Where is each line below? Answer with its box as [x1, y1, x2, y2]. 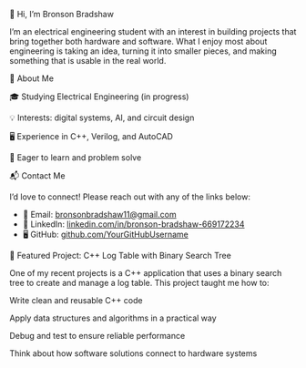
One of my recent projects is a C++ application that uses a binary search [9, 268, 282, 278]
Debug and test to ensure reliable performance [9, 331, 186, 341]
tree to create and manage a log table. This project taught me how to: [9, 278, 270, 288]
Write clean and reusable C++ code [9, 295, 143, 305]
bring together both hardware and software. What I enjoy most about [9, 36, 268, 46]
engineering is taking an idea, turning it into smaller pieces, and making [9, 46, 278, 56]
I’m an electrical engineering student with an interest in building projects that [9, 26, 297, 36]
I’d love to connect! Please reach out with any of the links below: [9, 191, 250, 202]
